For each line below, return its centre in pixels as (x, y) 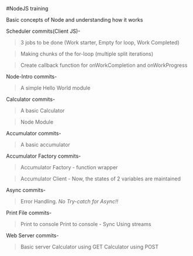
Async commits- (26, 190)
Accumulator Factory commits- (44, 156)
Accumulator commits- (34, 133)
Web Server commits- (32, 235)
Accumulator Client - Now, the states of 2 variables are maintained (101, 179)
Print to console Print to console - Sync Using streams (86, 224)
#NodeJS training (27, 8)
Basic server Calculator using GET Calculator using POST (89, 247)
